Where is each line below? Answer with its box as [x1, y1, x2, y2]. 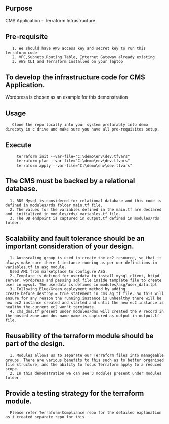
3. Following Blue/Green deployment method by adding [10, 286, 125, 291]
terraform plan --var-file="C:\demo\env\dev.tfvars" [16, 158, 130, 164]
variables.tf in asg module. [5, 264, 67, 270]
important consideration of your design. [5, 242, 134, 251]
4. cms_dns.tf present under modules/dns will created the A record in [10, 309, 164, 314]
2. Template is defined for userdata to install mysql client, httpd [10, 273, 159, 278]
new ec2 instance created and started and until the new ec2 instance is [5, 300, 164, 305]
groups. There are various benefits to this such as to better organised [5, 357, 164, 363]
